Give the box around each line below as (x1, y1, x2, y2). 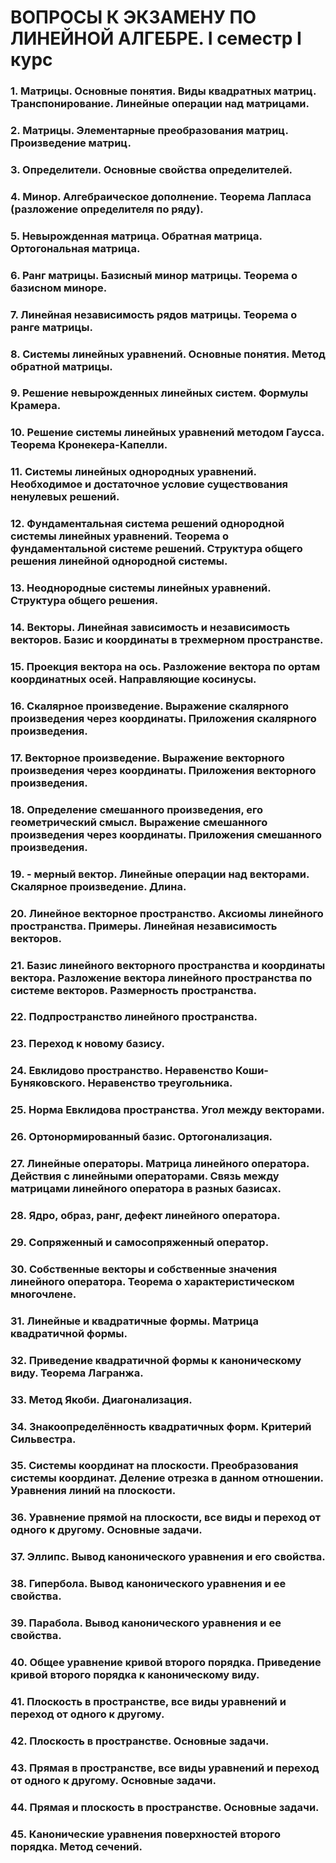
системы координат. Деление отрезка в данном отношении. (10, 1471, 324, 1485)
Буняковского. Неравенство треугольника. (10, 1076, 233, 1090)
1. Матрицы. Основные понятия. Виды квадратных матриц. (10, 84, 317, 98)
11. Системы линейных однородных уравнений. (10, 465, 257, 479)
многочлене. (10, 1287, 77, 1301)
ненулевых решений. (10, 490, 120, 504)
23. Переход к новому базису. (10, 1037, 165, 1051)
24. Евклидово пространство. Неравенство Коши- (10, 1064, 269, 1078)
